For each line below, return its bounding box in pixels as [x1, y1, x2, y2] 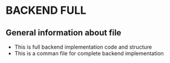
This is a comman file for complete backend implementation [14, 50, 164, 57]
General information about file [5, 28, 122, 38]
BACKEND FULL [5, 4, 87, 17]
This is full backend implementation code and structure [14, 43, 152, 50]
